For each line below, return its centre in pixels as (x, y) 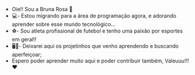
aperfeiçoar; (27, 54)
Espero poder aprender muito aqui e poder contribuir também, (87, 61)
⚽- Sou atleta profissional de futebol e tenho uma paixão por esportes (97, 31)
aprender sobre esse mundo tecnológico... (64, 24)
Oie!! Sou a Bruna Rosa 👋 (42, 9)
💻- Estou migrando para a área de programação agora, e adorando (94, 16)
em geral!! (24, 39)
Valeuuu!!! (177, 61)
